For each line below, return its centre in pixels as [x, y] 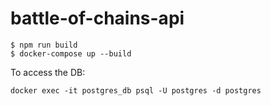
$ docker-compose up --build [71, 53]
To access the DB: [48, 72]
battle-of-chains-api [97, 18]
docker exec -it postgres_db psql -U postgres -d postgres [136, 90]
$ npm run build [44, 45]
